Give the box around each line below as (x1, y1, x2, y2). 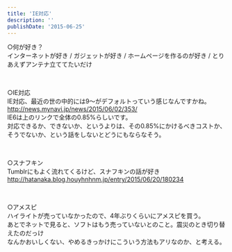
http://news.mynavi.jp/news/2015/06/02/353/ (7, 105, 138, 113)
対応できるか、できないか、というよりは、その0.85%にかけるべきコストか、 (7, 122, 226, 131)
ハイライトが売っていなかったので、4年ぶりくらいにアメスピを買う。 (7, 212, 205, 220)
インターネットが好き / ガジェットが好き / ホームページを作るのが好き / (7, 51, 211, 60)
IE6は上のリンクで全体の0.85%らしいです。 (7, 113, 132, 121)
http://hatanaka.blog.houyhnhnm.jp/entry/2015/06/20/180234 (7, 175, 184, 184)
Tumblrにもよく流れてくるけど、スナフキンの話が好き (7, 167, 160, 176)
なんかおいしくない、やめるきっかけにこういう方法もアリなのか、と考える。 (7, 237, 226, 246)
